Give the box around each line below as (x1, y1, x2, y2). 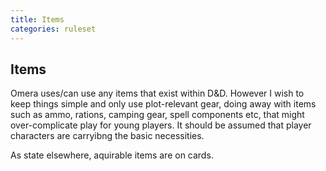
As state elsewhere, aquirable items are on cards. (10, 149, 214, 161)
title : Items (10, 14, 65, 25)
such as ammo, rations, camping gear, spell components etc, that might (10, 109, 305, 121)
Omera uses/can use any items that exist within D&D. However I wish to (10, 87, 305, 100)
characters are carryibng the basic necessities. (10, 130, 205, 142)
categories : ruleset (10, 24, 97, 34)
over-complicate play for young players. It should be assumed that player (10, 119, 312, 131)
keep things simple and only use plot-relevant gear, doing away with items (10, 98, 317, 110)
